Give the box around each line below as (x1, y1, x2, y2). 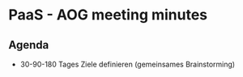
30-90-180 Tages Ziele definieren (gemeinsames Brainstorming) (19, 59, 236, 69)
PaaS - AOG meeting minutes (8, 6, 208, 24)
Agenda (8, 38, 49, 52)
